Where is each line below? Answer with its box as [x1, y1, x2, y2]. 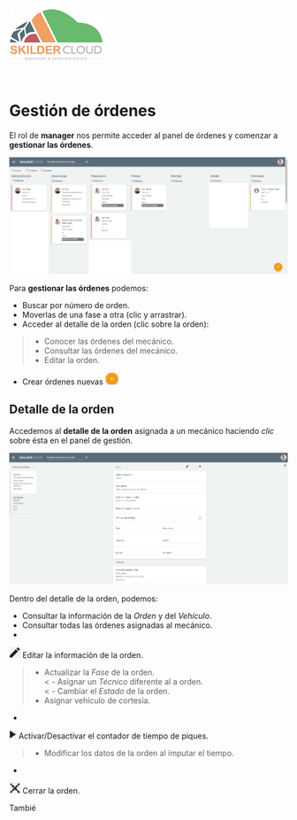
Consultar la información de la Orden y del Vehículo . [21, 610, 212, 621]
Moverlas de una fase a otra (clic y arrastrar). [21, 310, 187, 321]
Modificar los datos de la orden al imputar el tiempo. [43, 747, 234, 758]
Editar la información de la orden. [21, 649, 143, 660]
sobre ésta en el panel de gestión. [9, 435, 133, 445]
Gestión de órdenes [9, 101, 156, 121]
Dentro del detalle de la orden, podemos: [9, 593, 158, 604]
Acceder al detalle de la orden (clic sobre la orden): [21, 319, 209, 329]
